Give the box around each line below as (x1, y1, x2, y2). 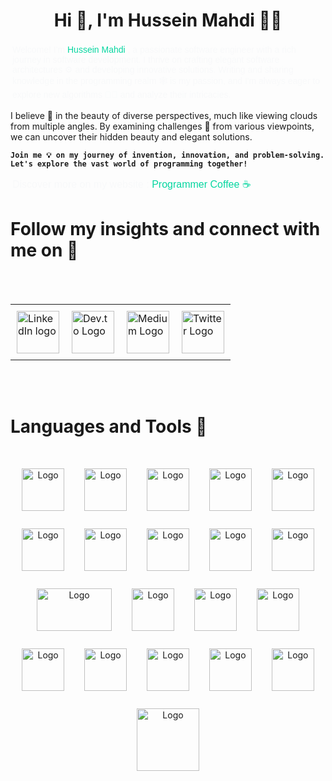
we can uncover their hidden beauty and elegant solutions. (10, 130, 253, 143)
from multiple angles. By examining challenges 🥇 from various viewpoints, (10, 120, 315, 132)
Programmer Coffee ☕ (151, 178, 252, 190)
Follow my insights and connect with (10, 218, 321, 241)
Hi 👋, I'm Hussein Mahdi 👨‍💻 (53, 9, 283, 32)
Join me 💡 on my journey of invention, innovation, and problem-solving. (10, 150, 325, 160)
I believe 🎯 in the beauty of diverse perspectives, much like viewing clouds (10, 109, 318, 121)
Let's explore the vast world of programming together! (10, 159, 248, 169)
